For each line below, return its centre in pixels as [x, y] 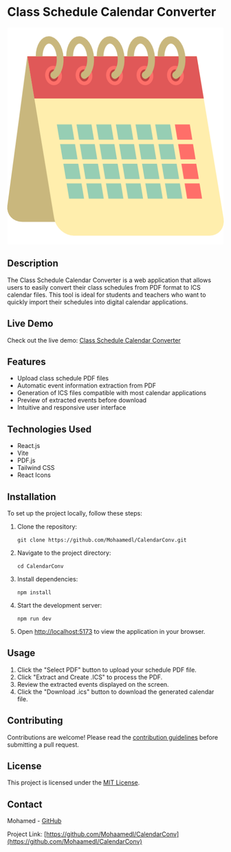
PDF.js [26, 460]
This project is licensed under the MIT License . [74, 782]
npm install [34, 593]
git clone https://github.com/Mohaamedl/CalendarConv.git [102, 540]
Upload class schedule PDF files [63, 379]
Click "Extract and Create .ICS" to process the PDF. [90, 677]
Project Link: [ [27, 834]
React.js [29, 446]
